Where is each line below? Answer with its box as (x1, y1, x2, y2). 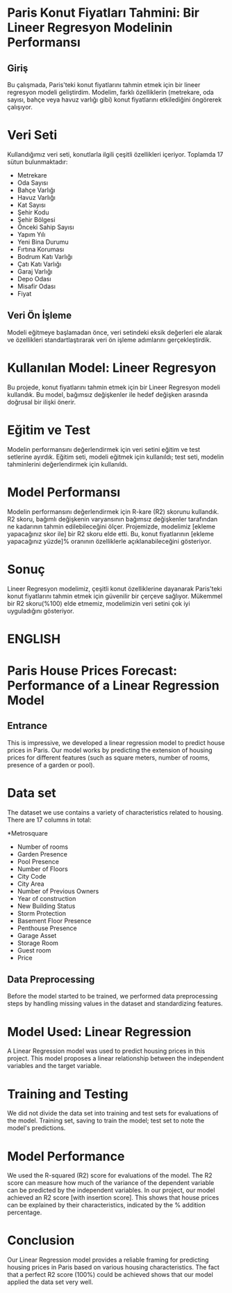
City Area (17, 879, 44, 888)
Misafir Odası (17, 282, 56, 290)
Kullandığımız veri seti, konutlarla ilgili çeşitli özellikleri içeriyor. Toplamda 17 (7, 150, 224, 158)
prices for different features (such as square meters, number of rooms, (7, 753, 210, 762)
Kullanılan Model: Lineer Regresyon (7, 360, 217, 375)
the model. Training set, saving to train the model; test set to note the (7, 1116, 205, 1125)
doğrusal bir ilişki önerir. (7, 398, 76, 406)
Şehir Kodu (17, 207, 49, 217)
